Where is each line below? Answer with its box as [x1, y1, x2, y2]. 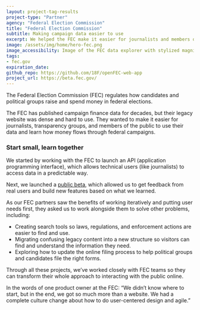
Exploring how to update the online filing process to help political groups [14, 249, 193, 256]
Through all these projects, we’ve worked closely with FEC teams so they [6, 266, 186, 274]
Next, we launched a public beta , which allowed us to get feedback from [6, 181, 184, 188]
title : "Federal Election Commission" [6, 25, 102, 32]
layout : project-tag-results [6, 8, 79, 15]
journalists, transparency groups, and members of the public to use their [6, 122, 184, 129]
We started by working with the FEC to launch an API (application [6, 157, 166, 164]
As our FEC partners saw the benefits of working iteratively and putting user [6, 199, 193, 206]
